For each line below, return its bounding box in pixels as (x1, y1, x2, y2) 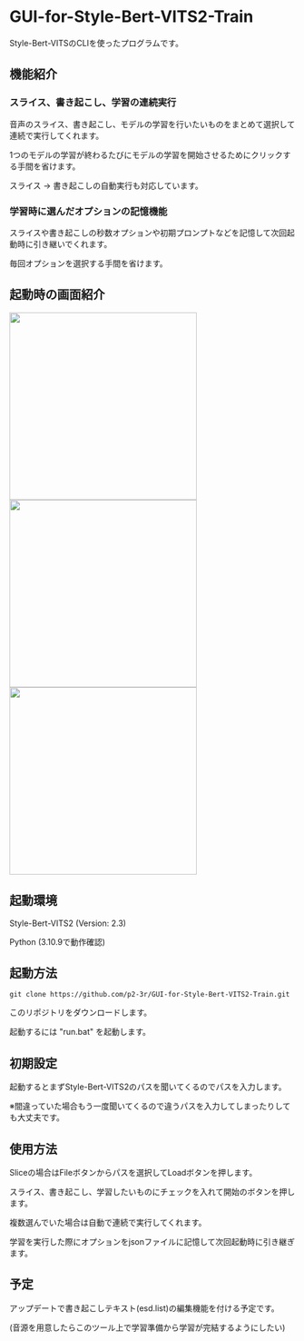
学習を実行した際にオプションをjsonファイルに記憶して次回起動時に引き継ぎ (9, 1236, 296, 1247)
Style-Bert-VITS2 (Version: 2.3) (9, 918, 127, 929)
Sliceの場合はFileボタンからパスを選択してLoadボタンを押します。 (9, 1167, 258, 1177)
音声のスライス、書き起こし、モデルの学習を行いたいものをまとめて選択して (9, 118, 296, 129)
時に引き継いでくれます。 (16, 238, 113, 249)
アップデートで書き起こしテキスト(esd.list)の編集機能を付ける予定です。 (9, 1302, 279, 1314)
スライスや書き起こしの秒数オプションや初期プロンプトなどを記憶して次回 (9, 227, 288, 238)
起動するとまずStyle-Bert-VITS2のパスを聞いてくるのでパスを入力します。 (9, 1081, 288, 1092)
